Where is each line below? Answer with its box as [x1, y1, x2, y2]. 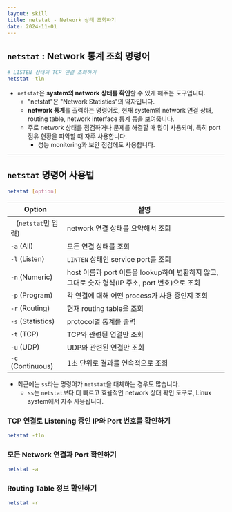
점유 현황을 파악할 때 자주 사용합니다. [27, 132, 128, 140]
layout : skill [7, 10, 48, 17]
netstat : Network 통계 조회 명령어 [7, 50, 151, 62]
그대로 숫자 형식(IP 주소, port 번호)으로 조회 [66, 278, 201, 287]
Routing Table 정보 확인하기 [7, 483, 97, 493]
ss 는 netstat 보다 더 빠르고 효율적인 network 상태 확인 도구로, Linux [27, 388, 212, 397]
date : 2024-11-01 [7, 23, 57, 30]
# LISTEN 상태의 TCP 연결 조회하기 [7, 69, 97, 76]
